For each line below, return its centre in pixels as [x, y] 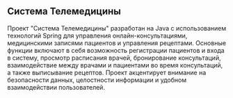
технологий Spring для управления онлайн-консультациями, [97, 35]
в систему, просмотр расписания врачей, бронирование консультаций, [114, 58]
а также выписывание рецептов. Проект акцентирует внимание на [107, 72]
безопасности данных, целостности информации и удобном [97, 80]
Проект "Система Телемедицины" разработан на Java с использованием [117, 28]
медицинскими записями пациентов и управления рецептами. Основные [117, 43]
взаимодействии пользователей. [56, 87]
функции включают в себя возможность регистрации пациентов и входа [116, 50]
